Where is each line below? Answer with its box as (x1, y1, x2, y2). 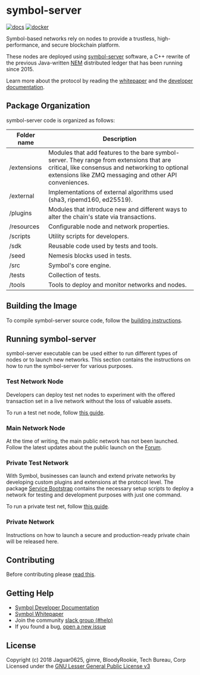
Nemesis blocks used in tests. (48, 251, 132, 260)
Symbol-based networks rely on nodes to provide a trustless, (6, 35, 157, 42)
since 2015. (6, 65, 35, 72)
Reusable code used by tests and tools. (48, 241, 158, 250)
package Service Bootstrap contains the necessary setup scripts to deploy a (6, 485, 194, 492)
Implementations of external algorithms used (48, 188, 174, 196)
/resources (9, 222, 40, 231)
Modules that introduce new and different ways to (48, 205, 187, 213)
